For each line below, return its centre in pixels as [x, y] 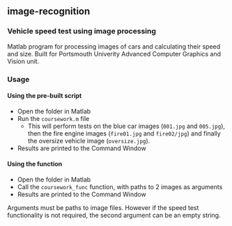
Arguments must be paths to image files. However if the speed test [103, 208]
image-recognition [49, 11]
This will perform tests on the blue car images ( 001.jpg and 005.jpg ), [126, 126]
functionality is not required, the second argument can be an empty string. [114, 216]
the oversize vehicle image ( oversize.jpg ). [89, 140]
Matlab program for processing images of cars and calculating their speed [114, 46]
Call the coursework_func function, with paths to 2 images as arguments [120, 187]
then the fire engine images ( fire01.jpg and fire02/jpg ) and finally [124, 133]
